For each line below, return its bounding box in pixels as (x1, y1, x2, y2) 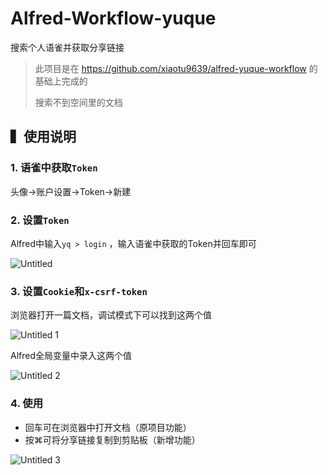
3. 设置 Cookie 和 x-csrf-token (10, 284, 148, 298)
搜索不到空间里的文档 (34, 96, 123, 108)
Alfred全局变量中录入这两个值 (10, 350, 133, 362)
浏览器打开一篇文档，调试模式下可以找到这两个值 (10, 309, 212, 321)
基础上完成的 (34, 75, 88, 87)
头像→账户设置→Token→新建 (10, 185, 132, 197)
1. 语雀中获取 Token (10, 161, 98, 175)
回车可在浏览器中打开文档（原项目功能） (24, 421, 192, 433)
